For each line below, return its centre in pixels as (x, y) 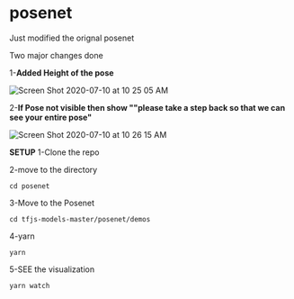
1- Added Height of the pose (62, 72)
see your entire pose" (51, 117)
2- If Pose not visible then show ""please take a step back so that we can (147, 107)
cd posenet (30, 186)
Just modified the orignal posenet (72, 38)
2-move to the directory (53, 169)
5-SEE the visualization (52, 269)
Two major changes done (56, 55)
